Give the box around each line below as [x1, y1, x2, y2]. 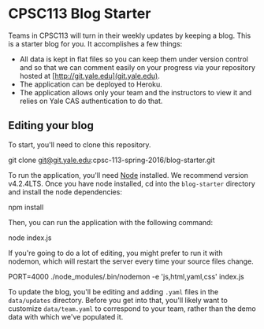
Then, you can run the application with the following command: [8, 217, 214, 227]
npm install [8, 202, 44, 212]
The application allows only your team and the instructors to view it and [19, 87, 252, 97]
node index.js [8, 233, 52, 242]
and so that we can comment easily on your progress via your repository [19, 62, 256, 72]
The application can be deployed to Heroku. [19, 79, 163, 89]
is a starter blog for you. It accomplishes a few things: [8, 39, 183, 48]
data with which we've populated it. [8, 312, 124, 321]
